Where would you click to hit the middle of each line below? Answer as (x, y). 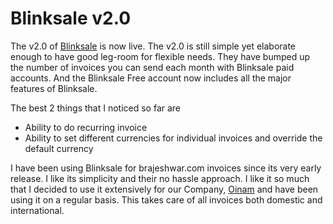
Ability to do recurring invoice (86, 127)
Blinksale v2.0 (71, 18)
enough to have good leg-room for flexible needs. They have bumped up (160, 56)
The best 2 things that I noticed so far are (96, 108)
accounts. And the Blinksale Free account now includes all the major (151, 78)
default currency (59, 148)
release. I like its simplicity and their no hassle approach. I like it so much (160, 178)
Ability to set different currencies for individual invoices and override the (173, 138)
